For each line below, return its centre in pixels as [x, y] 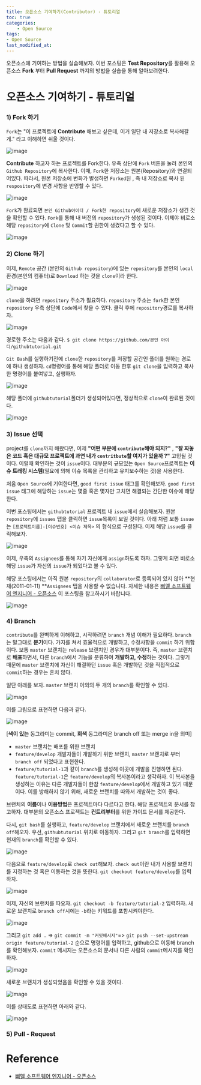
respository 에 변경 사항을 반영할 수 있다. [55, 186]
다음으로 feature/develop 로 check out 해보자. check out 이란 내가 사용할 [91, 864]
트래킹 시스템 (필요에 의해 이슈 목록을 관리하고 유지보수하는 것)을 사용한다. [98, 470]
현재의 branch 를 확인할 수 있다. [42, 840]
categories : [21, 23]
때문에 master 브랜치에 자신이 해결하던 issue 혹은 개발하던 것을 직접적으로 [93, 665]
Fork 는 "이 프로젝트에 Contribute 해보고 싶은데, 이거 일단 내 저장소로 [87, 131]
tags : [13, 34]
